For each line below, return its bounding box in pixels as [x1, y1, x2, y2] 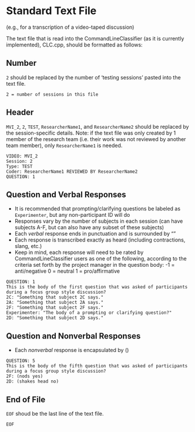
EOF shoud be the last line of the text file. [6, 410, 104, 417]
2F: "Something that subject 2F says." [6, 304, 104, 311]
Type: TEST [6, 163, 33, 169]
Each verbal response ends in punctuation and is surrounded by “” [14, 230, 176, 237]
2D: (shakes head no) [6, 379, 59, 384]
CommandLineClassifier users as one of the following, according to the [14, 255, 187, 262]
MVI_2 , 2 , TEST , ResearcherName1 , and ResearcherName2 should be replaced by [6, 123, 189, 130]
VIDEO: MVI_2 [6, 153, 38, 159]
